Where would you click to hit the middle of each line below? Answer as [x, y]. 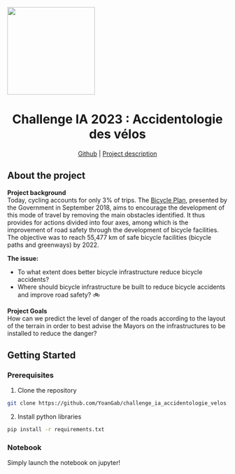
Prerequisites [30, 375]
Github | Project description [117, 154]
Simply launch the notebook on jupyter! [64, 463]
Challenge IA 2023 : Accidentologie [117, 120]
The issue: [23, 258]
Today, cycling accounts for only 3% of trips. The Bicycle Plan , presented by [117, 200]
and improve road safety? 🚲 [58, 294]
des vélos [117, 134]
